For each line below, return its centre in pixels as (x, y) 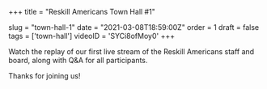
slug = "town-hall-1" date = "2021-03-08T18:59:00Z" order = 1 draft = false (134, 27)
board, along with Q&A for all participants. (78, 60)
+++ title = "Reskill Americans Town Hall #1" (82, 12)
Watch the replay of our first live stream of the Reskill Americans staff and (131, 51)
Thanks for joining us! (44, 76)
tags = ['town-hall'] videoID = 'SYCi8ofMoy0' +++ (92, 36)
